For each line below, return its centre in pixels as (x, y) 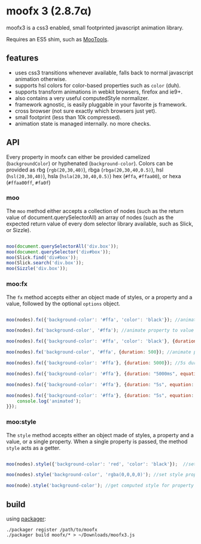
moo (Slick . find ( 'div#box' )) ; (42, 257)
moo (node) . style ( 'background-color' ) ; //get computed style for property (100, 486)
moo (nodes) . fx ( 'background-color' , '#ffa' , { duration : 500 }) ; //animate (99, 352)
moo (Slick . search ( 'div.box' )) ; (45, 263)
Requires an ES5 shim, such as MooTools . (57, 39)
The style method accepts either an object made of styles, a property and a (100, 435)
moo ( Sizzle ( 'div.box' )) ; (37, 269)
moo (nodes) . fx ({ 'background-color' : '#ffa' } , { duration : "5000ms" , (92, 374)
